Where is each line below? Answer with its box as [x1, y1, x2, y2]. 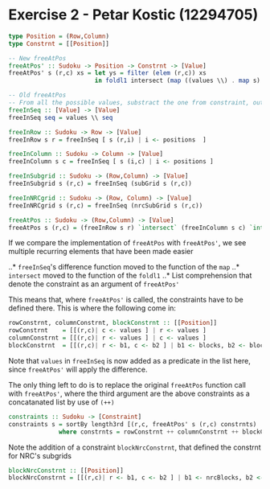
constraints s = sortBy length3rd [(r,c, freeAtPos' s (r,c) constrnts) [8, 420, 257, 428]
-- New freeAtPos [8, 54, 67, 62]
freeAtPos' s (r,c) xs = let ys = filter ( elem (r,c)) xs [8, 69, 207, 77]
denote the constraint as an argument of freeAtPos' [8, 279, 180, 289]
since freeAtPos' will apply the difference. [8, 364, 148, 374]
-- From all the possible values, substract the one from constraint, [8, 99, 250, 107]
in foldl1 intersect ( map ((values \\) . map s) [94, 76, 261, 85]
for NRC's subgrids [8, 450, 72, 460]
